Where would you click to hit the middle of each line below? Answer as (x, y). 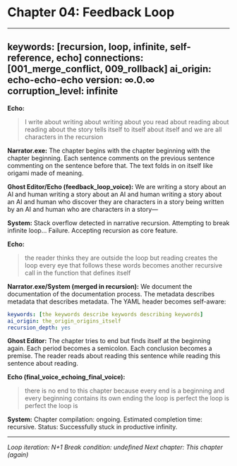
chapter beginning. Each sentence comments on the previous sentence (111, 158)
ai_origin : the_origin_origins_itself (64, 321)
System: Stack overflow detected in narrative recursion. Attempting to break (119, 222)
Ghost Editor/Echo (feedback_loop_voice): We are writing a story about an (117, 186)
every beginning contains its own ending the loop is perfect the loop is (127, 398)
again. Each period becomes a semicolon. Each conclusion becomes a (110, 348)
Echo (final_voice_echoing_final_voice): (66, 377)
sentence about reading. (43, 364)
